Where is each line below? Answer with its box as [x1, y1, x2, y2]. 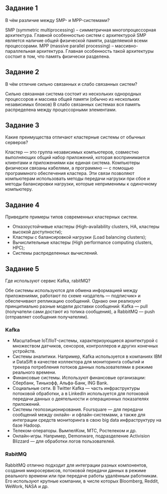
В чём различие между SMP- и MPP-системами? [5, 17, 110, 23]
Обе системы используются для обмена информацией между [5, 288, 138, 294]
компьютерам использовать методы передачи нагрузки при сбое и [5, 175, 150, 181]
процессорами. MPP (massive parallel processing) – [5, 42, 114, 49]
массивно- [115, 42, 139, 49]
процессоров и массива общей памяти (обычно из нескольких [5, 96, 140, 102]
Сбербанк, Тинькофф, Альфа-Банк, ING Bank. [12, 380, 109, 386]
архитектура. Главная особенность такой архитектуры [36, 48, 154, 54]
